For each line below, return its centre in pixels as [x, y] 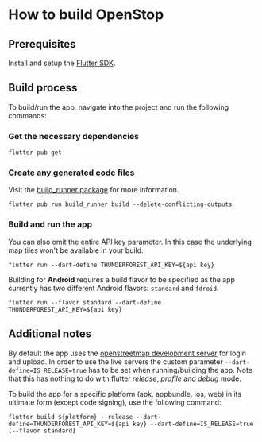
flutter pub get [35, 153]
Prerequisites [42, 44]
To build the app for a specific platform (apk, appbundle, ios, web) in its [125, 394]
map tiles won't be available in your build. [76, 250]
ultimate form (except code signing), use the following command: [115, 402]
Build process [43, 88]
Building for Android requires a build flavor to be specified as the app [122, 279]
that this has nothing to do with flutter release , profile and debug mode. [125, 378]
